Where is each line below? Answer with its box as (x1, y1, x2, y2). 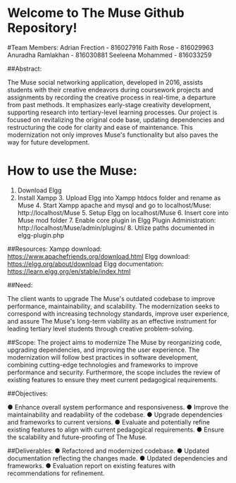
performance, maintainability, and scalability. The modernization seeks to (7, 302, 220, 310)
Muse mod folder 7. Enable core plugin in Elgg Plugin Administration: (17, 216, 216, 224)
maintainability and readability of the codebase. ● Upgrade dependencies (7, 410, 223, 419)
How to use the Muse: (7, 163, 137, 179)
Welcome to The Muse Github (7, 5, 185, 21)
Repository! (7, 20, 77, 36)
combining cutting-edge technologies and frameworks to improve (7, 360, 199, 369)
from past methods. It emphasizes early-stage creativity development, (7, 100, 211, 109)
